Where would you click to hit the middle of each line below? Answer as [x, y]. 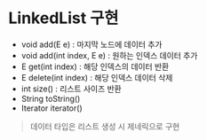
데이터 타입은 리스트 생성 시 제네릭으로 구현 [105, 126]
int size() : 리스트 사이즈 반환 [71, 89]
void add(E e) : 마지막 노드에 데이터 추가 [92, 44]
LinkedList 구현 [64, 18]
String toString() [51, 98]
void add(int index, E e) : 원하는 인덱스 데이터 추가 [109, 55]
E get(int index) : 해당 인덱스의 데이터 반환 [95, 66]
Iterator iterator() [52, 108]
